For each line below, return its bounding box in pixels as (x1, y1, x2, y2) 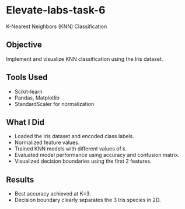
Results (6, 174, 34, 184)
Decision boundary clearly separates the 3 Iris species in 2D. (14, 197, 161, 204)
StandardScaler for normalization (14, 100, 95, 107)
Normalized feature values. (14, 139, 80, 146)
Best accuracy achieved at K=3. (14, 190, 92, 197)
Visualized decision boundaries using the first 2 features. (14, 157, 152, 165)
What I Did (6, 117, 45, 127)
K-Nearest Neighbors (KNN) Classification (6, 23, 107, 30)
